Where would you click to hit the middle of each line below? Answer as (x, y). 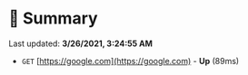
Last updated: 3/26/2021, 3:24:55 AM (81, 43)
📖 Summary (53, 19)
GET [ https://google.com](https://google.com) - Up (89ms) (130, 61)
